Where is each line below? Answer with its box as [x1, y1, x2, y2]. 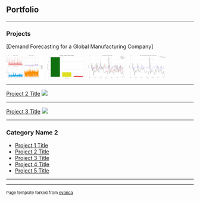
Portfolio [6, 5, 39, 15]
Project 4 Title [14, 161, 49, 168]
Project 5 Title [14, 167, 49, 174]
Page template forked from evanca [6, 190, 73, 196]
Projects [6, 29, 31, 37]
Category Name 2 [6, 128, 58, 136]
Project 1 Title [14, 142, 49, 149]
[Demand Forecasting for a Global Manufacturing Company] [6, 43, 154, 50]
